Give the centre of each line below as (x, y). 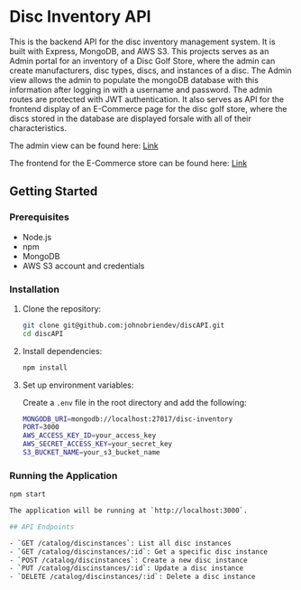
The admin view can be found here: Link (84, 145)
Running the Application (64, 475)
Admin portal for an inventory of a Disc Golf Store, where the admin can (142, 61)
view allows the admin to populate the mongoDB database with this (134, 80)
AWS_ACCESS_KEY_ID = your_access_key (89, 435)
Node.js (37, 237)
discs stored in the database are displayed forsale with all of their (131, 118)
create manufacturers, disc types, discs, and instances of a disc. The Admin (150, 70)
